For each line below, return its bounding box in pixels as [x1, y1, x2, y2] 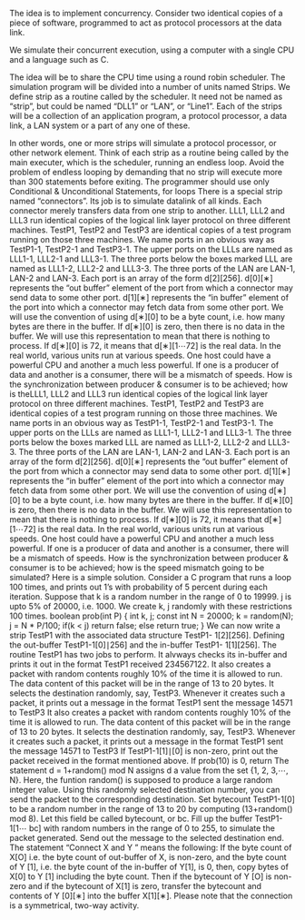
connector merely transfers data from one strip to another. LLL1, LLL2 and [9, 205, 286, 216]
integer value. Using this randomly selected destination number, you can [9, 785, 280, 795]
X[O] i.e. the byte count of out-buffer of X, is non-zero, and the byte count [9, 852, 288, 862]
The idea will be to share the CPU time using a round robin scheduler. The [9, 72, 286, 83]
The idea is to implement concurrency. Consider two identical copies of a [9, 8, 283, 18]
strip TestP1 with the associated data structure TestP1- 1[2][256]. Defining [9, 630, 285, 640]
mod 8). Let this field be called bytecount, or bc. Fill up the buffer [9, 813, 253, 824]
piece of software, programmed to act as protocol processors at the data [9, 17, 282, 28]
